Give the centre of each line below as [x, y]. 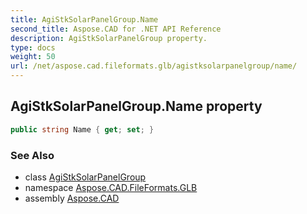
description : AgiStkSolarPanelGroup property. [109, 38]
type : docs [33, 47]
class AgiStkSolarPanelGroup [85, 177]
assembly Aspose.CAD [72, 198]
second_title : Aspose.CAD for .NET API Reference [116, 29]
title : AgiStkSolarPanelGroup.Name [84, 19]
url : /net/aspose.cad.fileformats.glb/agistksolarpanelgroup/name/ [154, 66]
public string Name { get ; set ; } [82, 129]
